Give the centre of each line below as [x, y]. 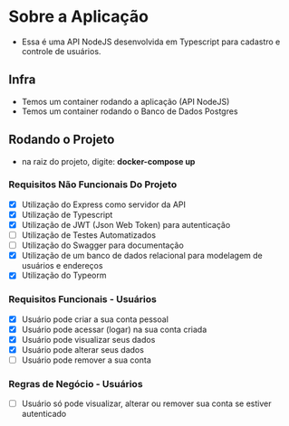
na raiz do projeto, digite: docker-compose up [108, 161]
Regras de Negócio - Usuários [76, 383]
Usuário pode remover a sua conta [86, 360]
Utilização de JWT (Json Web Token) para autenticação [126, 224]
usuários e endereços [62, 266]
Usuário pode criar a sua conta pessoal [95, 319]
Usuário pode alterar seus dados [82, 349]
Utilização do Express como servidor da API [104, 204]
